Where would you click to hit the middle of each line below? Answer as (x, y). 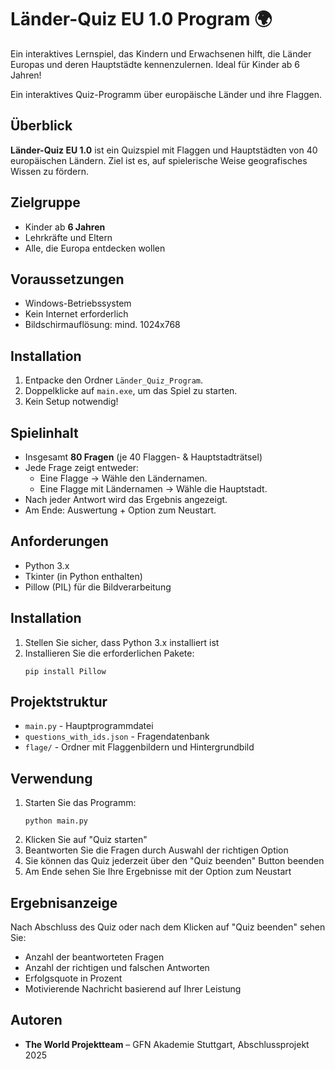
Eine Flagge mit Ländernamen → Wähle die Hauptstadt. (153, 489)
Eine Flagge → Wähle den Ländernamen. (123, 478)
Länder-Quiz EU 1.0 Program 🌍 (141, 19)
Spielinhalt (44, 432)
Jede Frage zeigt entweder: (82, 467)
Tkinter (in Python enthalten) (83, 576)
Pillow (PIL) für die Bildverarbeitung (98, 587)
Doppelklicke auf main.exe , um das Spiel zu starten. (131, 391)
